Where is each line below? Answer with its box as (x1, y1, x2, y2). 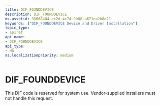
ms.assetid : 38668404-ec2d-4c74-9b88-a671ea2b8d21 (5, 16, 111, 21)
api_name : (5, 35, 26, 40)
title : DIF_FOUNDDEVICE (5, 7, 54, 12)
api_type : (5, 44, 26, 49)
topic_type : (5, 26, 30, 30)
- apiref (5, 30, 23, 35)
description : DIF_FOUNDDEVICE (5, 12, 67, 17)
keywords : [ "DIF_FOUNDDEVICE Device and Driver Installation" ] (5, 21, 138, 26)
